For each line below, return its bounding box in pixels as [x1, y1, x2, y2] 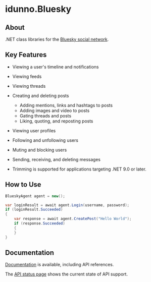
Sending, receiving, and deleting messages [12, 156, 101, 162]
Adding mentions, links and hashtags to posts [19, 102, 113, 108]
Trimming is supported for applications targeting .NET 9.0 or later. [12, 166, 147, 172]
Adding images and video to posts [19, 108, 90, 113]
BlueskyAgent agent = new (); [5, 193, 65, 199]
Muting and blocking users [12, 147, 67, 153]
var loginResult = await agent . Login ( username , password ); [5, 202, 130, 208]
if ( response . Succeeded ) [14, 221, 65, 226]
